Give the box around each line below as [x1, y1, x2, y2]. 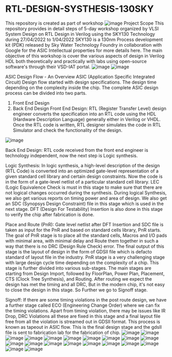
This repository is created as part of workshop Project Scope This [5, 20, 164, 26]
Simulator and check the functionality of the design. [12, 127, 123, 133]
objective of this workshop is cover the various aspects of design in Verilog [5, 52, 165, 59]
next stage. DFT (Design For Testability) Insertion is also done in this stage [5, 206, 163, 212]
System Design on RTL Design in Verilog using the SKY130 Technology [5, 31, 156, 37]
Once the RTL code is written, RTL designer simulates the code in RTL [12, 122, 161, 128]
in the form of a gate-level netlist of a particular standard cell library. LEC [5, 179, 160, 185]
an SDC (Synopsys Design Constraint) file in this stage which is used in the [5, 201, 164, 207]
